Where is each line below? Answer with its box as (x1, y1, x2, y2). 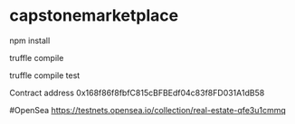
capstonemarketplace (9, 5, 179, 26)
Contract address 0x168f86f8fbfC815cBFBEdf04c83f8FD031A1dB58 (9, 87, 265, 98)
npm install (9, 35, 51, 46)
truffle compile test (9, 69, 81, 81)
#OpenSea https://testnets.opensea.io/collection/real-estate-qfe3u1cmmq (9, 104, 287, 115)
